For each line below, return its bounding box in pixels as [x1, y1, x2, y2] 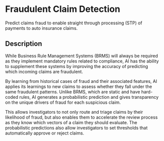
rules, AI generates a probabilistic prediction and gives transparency [19, 94, 159, 100]
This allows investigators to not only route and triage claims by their [5, 109, 143, 115]
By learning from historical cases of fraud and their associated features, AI [5, 78, 158, 84]
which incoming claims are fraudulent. [5, 69, 83, 74]
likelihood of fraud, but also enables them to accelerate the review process [5, 114, 158, 120]
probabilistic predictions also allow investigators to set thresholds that [5, 125, 148, 131]
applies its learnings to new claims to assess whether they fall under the [5, 83, 152, 89]
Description [5, 40, 42, 48]
